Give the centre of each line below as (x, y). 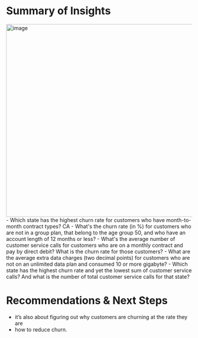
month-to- (179, 220)
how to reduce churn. (41, 329)
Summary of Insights (59, 11)
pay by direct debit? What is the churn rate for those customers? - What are (98, 251)
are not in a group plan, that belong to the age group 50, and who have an (96, 233)
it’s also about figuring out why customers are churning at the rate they (101, 317)
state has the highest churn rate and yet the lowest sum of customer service (99, 270)
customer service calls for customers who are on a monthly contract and (95, 245)
